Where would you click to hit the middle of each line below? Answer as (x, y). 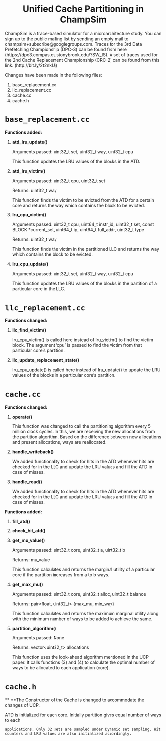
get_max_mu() (28, 584)
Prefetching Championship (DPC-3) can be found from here (66, 49)
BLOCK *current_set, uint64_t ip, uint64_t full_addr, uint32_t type (78, 229)
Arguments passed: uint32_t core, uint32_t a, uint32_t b (69, 550)
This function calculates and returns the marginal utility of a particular (83, 569)
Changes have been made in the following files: (54, 75)
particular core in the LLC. (39, 288)
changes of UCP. (23, 705)
